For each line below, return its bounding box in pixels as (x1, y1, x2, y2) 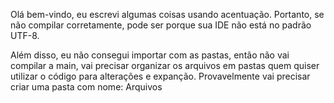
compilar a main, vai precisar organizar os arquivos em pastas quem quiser (10, 60, 320, 71)
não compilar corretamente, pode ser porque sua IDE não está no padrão (10, 19, 312, 31)
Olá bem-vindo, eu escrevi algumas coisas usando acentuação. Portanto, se (10, 9, 325, 20)
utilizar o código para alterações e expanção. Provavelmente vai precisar (10, 70, 311, 82)
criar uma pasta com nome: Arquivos (10, 81, 163, 93)
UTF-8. (10, 30, 40, 41)
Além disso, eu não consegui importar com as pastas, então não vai (10, 49, 290, 61)
